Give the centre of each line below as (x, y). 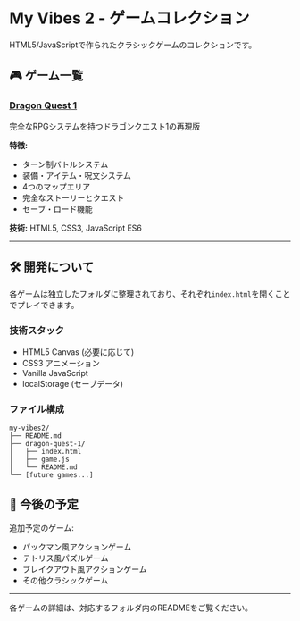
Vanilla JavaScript (55, 373)
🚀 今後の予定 (44, 504)
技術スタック (37, 331)
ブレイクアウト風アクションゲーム (84, 569)
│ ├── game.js (39, 460)
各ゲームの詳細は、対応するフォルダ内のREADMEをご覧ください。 (131, 608)
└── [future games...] (51, 475)
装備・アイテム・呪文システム (76, 175)
